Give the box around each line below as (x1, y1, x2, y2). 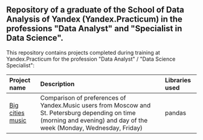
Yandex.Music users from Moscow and (40, 101, 151, 109)
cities (9, 108, 25, 117)
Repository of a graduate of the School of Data (6, 5, 184, 15)
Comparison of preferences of (40, 93, 126, 102)
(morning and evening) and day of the (40, 116, 148, 124)
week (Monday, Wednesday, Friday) (40, 123, 143, 132)
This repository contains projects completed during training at (6, 49, 160, 56)
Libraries (165, 76, 192, 84)
